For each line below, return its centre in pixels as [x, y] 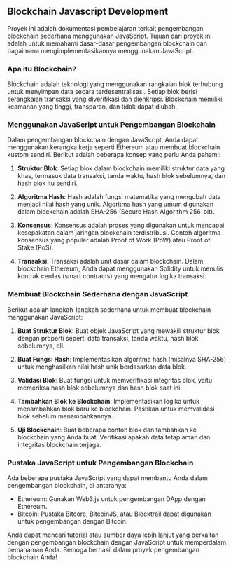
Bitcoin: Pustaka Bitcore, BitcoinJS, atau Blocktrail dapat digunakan [114, 514]
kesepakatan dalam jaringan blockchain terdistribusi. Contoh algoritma [119, 233]
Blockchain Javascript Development [88, 12]
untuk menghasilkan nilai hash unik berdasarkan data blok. [102, 367]
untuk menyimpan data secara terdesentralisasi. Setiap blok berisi [102, 92]
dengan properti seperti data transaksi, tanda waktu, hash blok [108, 338]
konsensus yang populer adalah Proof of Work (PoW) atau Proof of [114, 240]
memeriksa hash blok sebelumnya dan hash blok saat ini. [100, 388]
